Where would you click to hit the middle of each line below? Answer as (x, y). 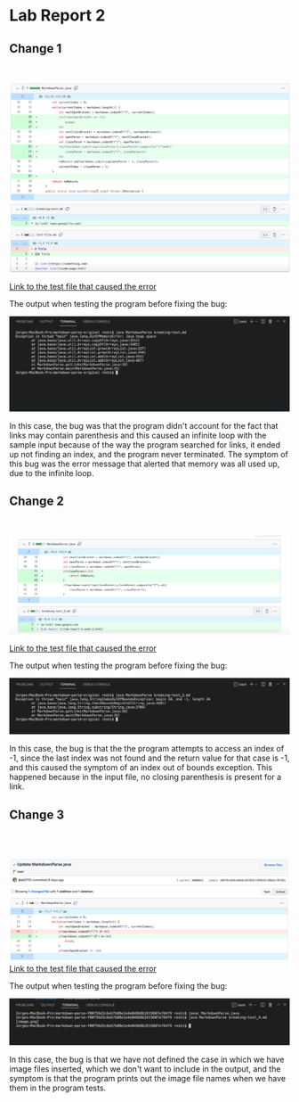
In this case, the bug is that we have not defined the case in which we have (147, 1060)
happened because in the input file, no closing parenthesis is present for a (145, 777)
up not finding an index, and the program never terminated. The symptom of (149, 454)
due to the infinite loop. (52, 473)
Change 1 (36, 49)
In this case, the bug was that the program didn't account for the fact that (144, 425)
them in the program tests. (58, 1088)
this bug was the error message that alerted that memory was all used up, (145, 464)
